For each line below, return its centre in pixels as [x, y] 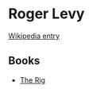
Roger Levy [46, 14]
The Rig [33, 79]
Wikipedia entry [34, 36]
